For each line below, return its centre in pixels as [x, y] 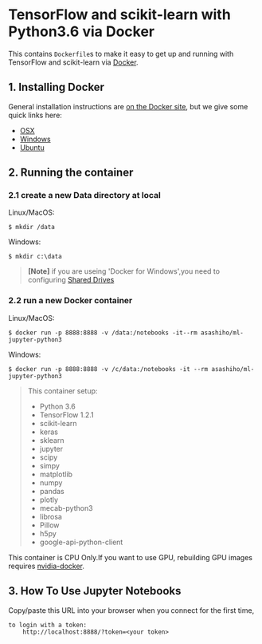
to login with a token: [48, 625]
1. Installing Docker [57, 87]
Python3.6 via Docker [82, 32]
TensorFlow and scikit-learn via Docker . [73, 62]
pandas [52, 491]
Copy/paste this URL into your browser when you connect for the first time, [131, 610]
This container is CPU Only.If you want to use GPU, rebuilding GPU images [131, 557]
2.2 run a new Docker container [70, 301]
